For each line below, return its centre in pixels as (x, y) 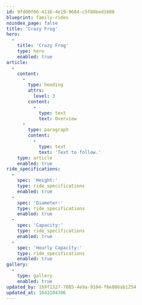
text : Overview (58, 118)
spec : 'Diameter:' (40, 203)
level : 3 (44, 96)
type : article (35, 158)
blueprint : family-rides (37, 18)
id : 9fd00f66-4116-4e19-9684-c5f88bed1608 (60, 12)
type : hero (31, 51)
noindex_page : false (32, 23)
